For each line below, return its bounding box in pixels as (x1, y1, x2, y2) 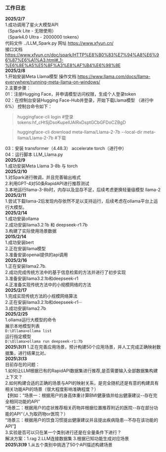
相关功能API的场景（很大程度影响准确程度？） (5, 386, 99, 392)
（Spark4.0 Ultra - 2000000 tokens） (5, 34, 82, 40)
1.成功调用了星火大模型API (5, 22, 59, 28)
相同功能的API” (9, 399, 41, 405)
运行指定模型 (5, 334, 31, 339)
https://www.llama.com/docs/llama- (77, 74, 151, 79)
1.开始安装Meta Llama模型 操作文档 (5, 74, 77, 79)
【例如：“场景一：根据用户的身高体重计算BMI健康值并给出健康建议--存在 (5, 392, 153, 398)
